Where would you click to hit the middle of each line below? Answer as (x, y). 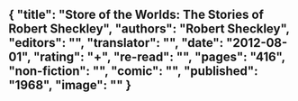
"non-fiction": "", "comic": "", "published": (133, 71)
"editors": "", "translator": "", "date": (116, 43)
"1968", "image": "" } (70, 85)
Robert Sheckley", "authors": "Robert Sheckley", (149, 29)
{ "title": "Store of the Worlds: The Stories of (136, 15)
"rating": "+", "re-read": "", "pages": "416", (159, 57)
